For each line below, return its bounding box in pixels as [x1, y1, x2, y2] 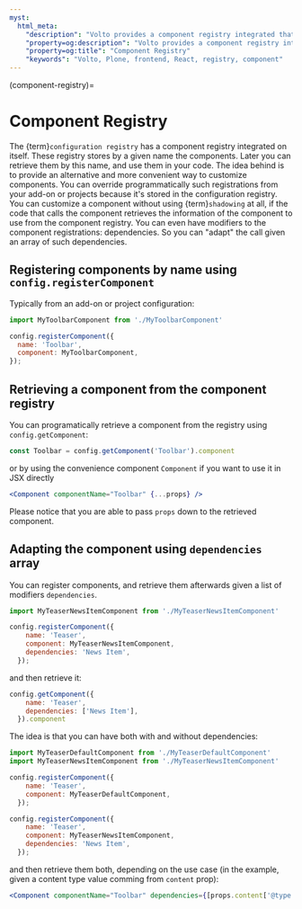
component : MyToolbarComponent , [17, 348, 139, 358]
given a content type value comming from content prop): [9, 873, 219, 884]
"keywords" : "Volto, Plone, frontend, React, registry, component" [25, 55, 283, 64]
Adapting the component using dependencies [9, 541, 262, 557]
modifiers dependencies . [9, 589, 97, 600]
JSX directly [9, 472, 55, 483]
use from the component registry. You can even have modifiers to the [9, 217, 267, 227]
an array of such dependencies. [9, 236, 128, 247]
